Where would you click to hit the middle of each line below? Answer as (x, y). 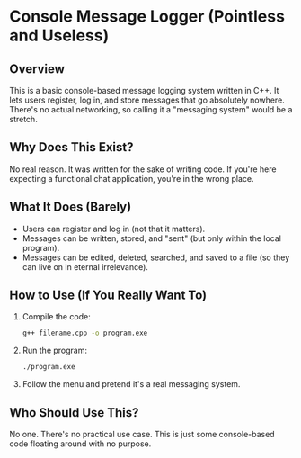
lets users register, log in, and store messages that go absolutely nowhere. (147, 100)
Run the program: (55, 350)
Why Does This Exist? (71, 147)
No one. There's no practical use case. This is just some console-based (142, 434)
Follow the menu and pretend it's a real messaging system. (131, 384)
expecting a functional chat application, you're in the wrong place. (132, 178)
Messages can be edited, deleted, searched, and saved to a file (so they (156, 257)
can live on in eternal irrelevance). (85, 266)
